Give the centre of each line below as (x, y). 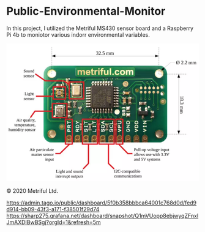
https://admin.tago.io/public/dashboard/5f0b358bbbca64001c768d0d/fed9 (102, 203)
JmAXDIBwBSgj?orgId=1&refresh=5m (54, 222)
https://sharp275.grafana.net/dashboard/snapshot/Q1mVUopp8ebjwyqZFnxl (102, 216)
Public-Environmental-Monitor (86, 11)
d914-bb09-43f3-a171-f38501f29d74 (53, 209)
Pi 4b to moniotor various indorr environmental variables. (78, 34)
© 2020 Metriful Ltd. (32, 191)
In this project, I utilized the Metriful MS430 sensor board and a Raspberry (100, 28)
